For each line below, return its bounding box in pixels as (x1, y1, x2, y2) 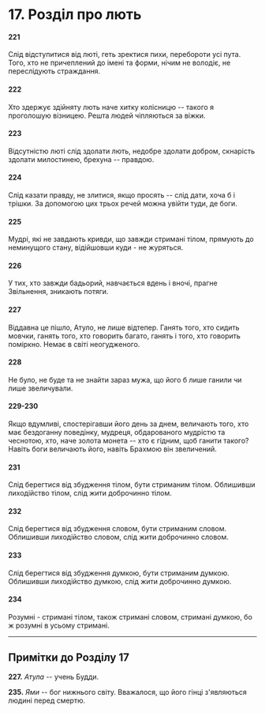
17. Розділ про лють (8, 6, 142, 24)
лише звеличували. (8, 383, 73, 393)
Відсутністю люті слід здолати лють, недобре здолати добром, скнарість (8, 146, 256, 156)
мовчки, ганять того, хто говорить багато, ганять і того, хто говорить (8, 330, 241, 341)
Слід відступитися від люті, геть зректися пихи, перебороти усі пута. (8, 50, 241, 59)
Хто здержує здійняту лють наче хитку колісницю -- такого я (8, 102, 215, 111)
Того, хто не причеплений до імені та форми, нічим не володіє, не (8, 58, 231, 68)
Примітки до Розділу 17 (8, 651, 130, 665)
